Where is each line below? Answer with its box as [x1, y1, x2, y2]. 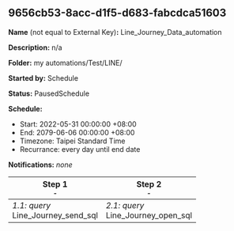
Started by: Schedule [8, 73, 79, 82]
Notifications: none [8, 160, 73, 169]
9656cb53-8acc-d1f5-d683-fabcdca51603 [8, 6, 227, 20]
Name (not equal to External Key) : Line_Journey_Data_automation [8, 27, 223, 36]
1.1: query [12, 199, 51, 210]
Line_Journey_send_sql [12, 210, 99, 221]
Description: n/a [8, 43, 62, 52]
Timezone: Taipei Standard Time [19, 136, 126, 146]
